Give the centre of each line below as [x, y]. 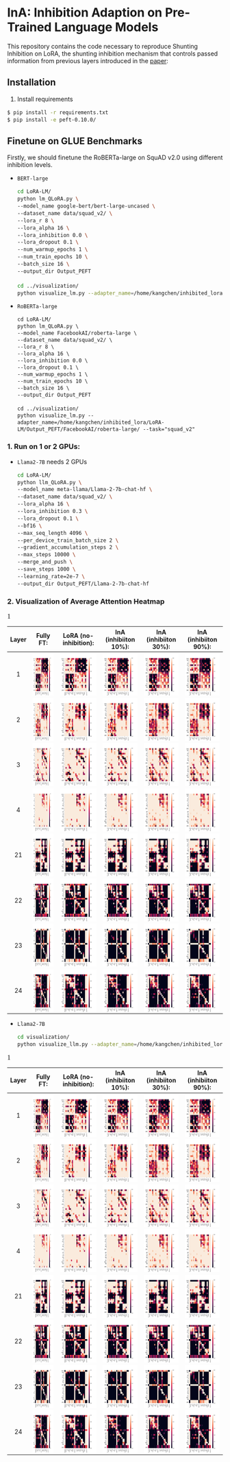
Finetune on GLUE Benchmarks [75, 141]
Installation [31, 83]
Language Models [106, 27]
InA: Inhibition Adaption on [85, 13]
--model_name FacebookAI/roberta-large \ [77, 333]
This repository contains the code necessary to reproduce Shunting [103, 46]
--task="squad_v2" [169, 430]
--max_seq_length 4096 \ [52, 533]
